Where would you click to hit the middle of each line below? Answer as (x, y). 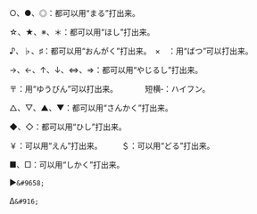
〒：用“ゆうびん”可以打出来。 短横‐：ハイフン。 (110, 89)
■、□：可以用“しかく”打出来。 (67, 165)
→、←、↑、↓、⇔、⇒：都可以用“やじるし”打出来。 (106, 70)
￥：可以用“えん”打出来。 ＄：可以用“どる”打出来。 (112, 146)
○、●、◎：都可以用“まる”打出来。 (75, 13)
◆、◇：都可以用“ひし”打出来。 (68, 127)
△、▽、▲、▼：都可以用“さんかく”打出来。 (89, 108)
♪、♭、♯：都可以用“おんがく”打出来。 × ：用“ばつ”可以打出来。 (131, 51)
